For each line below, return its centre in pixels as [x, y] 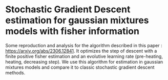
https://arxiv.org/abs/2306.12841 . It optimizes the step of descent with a [81, 51]
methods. [15, 72]
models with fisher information [72, 31]
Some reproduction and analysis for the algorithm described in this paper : [84, 45]
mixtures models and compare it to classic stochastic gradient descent [80, 67]
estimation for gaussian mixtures [77, 20]
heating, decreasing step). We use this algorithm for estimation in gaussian [84, 62]
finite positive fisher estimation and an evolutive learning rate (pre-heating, [84, 56]
